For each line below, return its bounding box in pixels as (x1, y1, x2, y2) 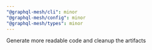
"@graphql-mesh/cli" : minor (6, 9, 78, 15)
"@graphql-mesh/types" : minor (6, 20, 84, 26)
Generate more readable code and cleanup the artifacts (6, 37, 147, 45)
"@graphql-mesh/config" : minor (6, 15, 86, 21)
